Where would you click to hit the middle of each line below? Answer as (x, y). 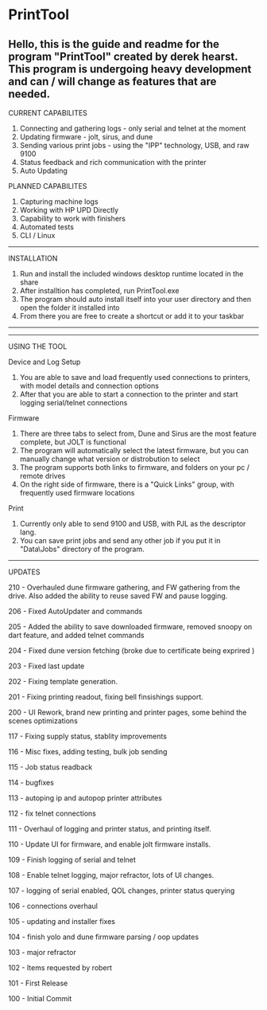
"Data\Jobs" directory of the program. (82, 549)
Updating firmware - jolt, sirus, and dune (86, 137)
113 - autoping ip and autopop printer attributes (85, 798)
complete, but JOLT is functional (73, 442)
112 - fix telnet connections (52, 813)
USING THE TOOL (38, 346)
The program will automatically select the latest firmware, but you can (134, 450)
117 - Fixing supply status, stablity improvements (87, 736)
